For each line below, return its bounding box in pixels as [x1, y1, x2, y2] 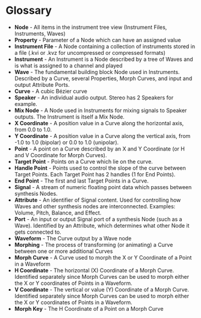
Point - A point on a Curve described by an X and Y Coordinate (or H [14, 145, 185, 152]
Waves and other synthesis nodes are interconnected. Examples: [14, 202, 176, 210]
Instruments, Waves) [14, 30, 66, 37]
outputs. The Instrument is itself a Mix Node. [14, 113, 125, 120]
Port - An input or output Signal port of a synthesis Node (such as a [14, 215, 182, 223]
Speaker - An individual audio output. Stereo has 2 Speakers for [14, 94, 174, 101]
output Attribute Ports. [14, 81, 70, 88]
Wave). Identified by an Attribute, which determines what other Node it [14, 222, 190, 229]
